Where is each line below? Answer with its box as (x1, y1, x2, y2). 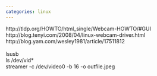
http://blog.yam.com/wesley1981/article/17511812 (5, 37, 125, 45)
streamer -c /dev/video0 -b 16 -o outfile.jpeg (5, 63, 115, 70)
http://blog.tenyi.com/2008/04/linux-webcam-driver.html (5, 31, 146, 39)
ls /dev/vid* (5, 56, 34, 64)
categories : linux (5, 8, 51, 15)
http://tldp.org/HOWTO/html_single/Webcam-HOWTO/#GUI (5, 25, 151, 32)
